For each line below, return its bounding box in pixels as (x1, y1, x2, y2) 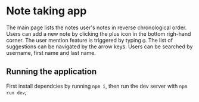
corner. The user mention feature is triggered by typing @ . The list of (6, 36, 173, 44)
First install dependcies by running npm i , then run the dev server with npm (6, 82, 188, 89)
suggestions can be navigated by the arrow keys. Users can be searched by (6, 43, 193, 50)
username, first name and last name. (6, 49, 97, 56)
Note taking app (6, 4, 87, 18)
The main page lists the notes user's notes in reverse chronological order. (6, 24, 187, 31)
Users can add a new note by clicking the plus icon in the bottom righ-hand (6, 30, 191, 37)
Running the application (6, 67, 97, 77)
